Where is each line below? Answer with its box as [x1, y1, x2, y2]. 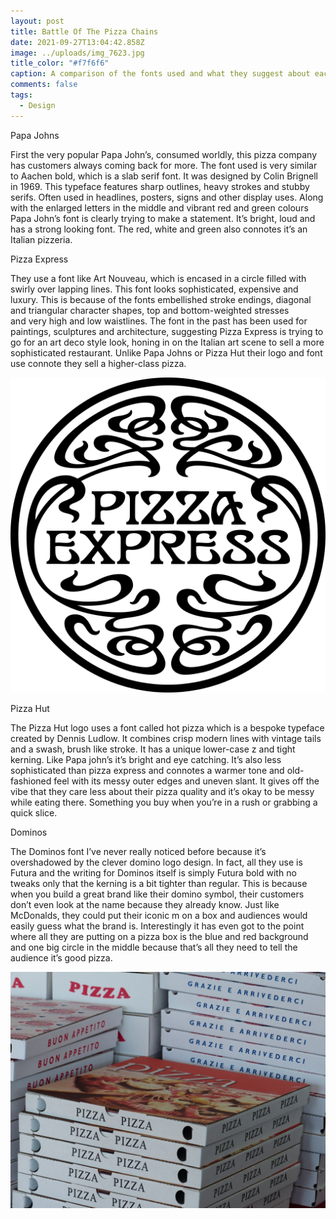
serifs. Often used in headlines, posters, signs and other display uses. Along [10, 191, 324, 203]
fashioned [10, 775, 52, 787]
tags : [10, 90, 33, 100]
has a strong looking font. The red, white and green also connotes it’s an [10, 223, 308, 235]
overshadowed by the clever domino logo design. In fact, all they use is [10, 856, 303, 868]
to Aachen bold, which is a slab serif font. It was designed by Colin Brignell [10, 170, 318, 182]
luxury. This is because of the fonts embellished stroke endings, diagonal [10, 293, 312, 305]
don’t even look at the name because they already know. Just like [10, 898, 280, 910]
